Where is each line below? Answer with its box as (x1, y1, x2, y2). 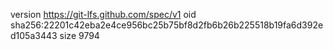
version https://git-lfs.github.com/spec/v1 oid (10, 9, 197, 20)
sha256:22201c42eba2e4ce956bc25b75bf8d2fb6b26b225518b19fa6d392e (10, 19, 324, 31)
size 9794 (59, 30, 100, 41)
